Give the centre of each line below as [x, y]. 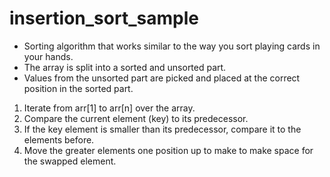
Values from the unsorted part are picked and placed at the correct [162, 78]
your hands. [48, 56]
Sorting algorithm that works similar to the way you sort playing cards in [172, 46]
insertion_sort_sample [104, 18]
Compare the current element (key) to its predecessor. [136, 118]
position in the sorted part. [78, 88]
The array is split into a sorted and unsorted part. [125, 67]
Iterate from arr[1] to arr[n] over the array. [109, 108]
